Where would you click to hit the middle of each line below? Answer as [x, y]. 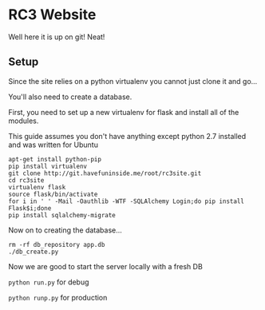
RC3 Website [52, 15]
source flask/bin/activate [53, 194]
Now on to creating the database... [65, 230]
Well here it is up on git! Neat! [57, 37]
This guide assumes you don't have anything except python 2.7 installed [127, 136]
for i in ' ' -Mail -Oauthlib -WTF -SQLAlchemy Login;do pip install [127, 201]
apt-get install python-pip [55, 159]
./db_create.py [34, 252]
